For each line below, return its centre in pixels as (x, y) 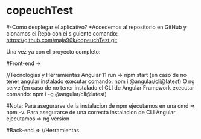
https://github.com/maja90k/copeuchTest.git (62, 40)
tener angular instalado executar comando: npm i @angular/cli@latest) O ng (101, 81)
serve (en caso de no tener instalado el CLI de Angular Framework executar (100, 87)
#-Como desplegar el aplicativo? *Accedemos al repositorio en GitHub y (97, 27)
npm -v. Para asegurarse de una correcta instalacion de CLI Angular (91, 112)
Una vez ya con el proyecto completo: (53, 51)
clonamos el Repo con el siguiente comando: (62, 33)
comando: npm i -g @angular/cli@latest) (56, 94)
